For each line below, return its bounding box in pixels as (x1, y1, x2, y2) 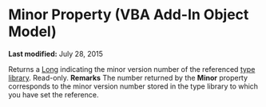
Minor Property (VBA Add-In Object (8, 6, 249, 24)
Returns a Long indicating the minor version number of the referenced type (8, 64, 256, 73)
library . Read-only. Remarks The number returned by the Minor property (8, 73, 248, 82)
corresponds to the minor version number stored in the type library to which (8, 81, 258, 91)
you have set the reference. (8, 89, 99, 99)
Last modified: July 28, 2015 (8, 49, 104, 58)
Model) (8, 22, 58, 41)
